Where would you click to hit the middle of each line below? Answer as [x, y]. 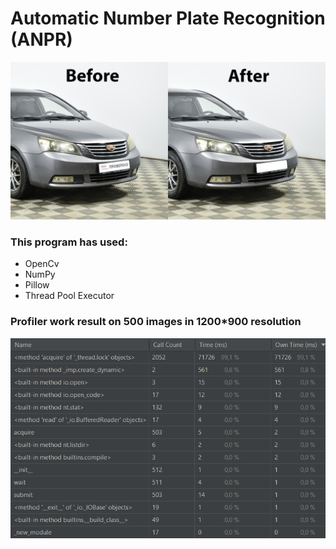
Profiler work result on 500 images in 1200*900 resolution [156, 322]
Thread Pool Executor [69, 296]
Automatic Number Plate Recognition [168, 18]
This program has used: [69, 242]
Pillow [37, 285]
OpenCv [42, 264]
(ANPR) [41, 39]
